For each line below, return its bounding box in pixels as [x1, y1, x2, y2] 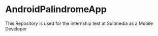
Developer [5, 25, 27, 31]
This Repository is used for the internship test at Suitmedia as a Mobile [5, 20, 153, 26]
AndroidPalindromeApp [5, 4, 107, 15]
